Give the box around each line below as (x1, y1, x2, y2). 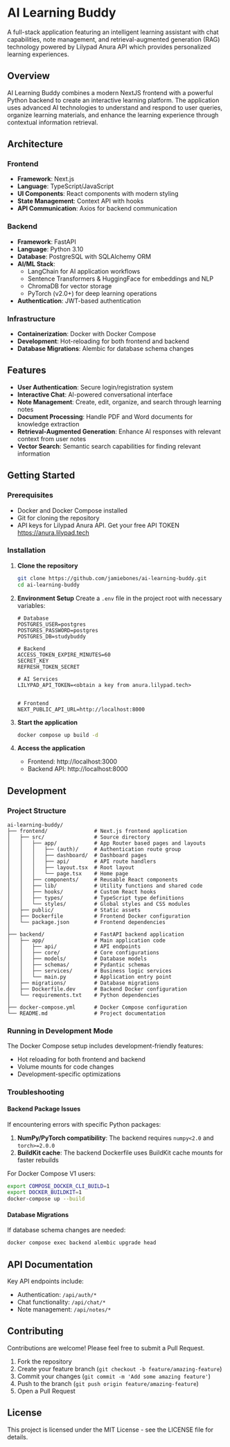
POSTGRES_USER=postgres (17, 620, 87, 628)
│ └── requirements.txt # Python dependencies (7, 992, 159, 999)
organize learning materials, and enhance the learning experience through (7, 110, 219, 119)
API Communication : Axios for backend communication (17, 204, 178, 213)
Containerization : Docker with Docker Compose (17, 330, 157, 338)
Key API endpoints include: (7, 1277, 85, 1286)
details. (7, 1432, 28, 1441)
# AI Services (17, 675, 58, 682)
